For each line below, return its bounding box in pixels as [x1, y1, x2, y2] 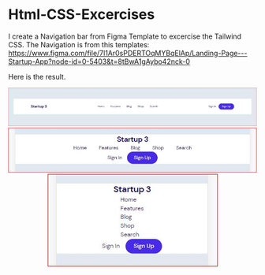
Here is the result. [8, 72, 66, 81]
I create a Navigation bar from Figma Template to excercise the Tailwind [8, 32, 242, 41]
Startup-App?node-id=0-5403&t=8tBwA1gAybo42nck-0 [8, 57, 191, 66]
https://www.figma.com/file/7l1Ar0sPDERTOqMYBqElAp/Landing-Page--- [8, 48, 248, 58]
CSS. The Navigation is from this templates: [8, 39, 150, 49]
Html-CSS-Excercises [8, 6, 155, 24]
